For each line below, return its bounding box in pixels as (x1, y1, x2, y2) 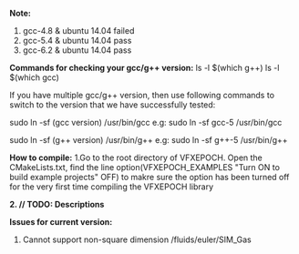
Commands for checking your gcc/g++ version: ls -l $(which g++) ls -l (9, 63, 280, 73)
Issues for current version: (9, 217, 113, 227)
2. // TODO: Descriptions (9, 199, 105, 209)
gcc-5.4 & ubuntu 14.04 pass (22, 36, 132, 46)
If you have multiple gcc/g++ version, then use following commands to (9, 90, 275, 100)
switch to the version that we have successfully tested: (9, 99, 216, 110)
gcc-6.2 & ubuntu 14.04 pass (22, 45, 132, 56)
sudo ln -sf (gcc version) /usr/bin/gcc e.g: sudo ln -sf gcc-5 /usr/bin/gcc (9, 117, 283, 127)
